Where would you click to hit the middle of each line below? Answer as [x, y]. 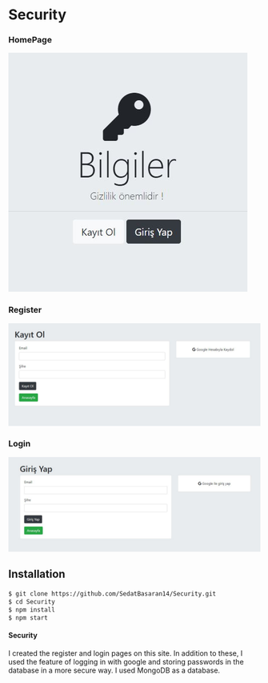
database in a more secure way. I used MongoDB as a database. [114, 670]
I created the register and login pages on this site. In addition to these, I [126, 653]
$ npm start [28, 618]
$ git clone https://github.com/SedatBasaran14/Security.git [112, 594]
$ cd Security [32, 602]
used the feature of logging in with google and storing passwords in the [126, 661]
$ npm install [32, 610]
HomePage [30, 40]
